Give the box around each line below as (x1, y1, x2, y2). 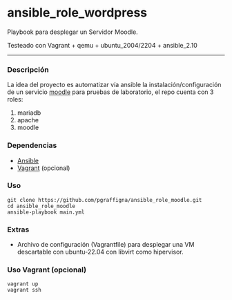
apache (17, 116, 39, 124)
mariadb (17, 109, 41, 117)
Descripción (7, 64, 50, 74)
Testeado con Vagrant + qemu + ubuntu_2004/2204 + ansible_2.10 (7, 41, 198, 49)
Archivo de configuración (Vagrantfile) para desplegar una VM (17, 241, 195, 249)
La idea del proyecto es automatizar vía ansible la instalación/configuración (7, 81, 222, 89)
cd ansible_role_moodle (7, 203, 76, 209)
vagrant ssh (7, 287, 41, 294)
